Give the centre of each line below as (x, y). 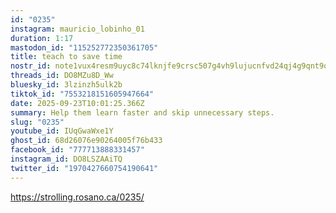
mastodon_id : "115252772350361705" (84, 47)
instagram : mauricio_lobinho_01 (77, 29)
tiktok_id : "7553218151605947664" (82, 94)
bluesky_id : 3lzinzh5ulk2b (66, 85)
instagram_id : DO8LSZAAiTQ (66, 159)
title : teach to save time (66, 57)
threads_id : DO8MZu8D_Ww (62, 76)
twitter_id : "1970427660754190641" (84, 168)
